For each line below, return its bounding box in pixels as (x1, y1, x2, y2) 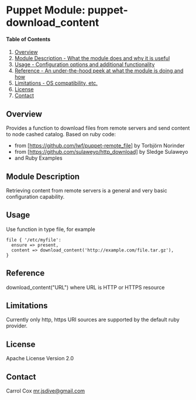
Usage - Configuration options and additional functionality (14, 61, 155, 68)
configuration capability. (6, 194, 65, 201)
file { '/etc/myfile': (6, 237, 61, 243)
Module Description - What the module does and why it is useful (14, 55, 170, 62)
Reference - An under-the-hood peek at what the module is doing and (14, 67, 184, 74)
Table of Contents (6, 36, 51, 43)
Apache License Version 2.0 (6, 355, 74, 362)
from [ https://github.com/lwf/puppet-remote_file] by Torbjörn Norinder (14, 142, 185, 149)
